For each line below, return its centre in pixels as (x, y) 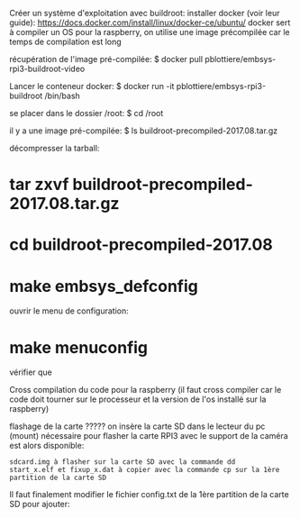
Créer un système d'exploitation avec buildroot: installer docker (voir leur (145, 13)
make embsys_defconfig (104, 286)
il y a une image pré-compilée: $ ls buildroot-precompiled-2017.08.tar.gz (143, 131)
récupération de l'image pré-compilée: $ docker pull (106, 59)
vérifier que (31, 372)
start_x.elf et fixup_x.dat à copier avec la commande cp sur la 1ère (145, 470)
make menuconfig (79, 347)
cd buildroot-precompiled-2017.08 (141, 245)
